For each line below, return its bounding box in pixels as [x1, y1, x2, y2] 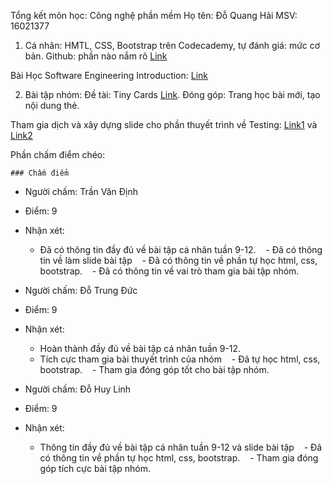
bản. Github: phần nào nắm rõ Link [24, 50, 168, 62]
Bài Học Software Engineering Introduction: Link [10, 70, 209, 81]
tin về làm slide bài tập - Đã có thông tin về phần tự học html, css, [39, 255, 318, 266]
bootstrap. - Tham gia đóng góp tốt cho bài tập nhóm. [39, 364, 270, 375]
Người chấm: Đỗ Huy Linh [24, 383, 132, 395]
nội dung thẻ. [24, 100, 80, 111]
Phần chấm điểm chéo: [10, 149, 106, 160]
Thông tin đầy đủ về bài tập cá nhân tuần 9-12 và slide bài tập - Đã [39, 441, 323, 453]
